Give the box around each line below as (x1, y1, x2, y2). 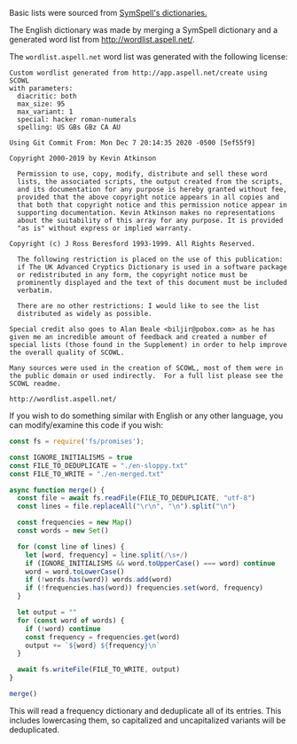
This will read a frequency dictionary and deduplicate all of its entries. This (9, 705, 282, 716)
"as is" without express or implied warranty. (17, 224, 192, 233)
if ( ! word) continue (25, 624, 101, 633)
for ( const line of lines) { (17, 542, 125, 551)
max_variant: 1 (17, 107, 74, 116)
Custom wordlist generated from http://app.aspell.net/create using (9, 68, 268, 77)
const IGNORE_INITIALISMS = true (9, 453, 133, 462)
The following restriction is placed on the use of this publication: (17, 255, 284, 264)
